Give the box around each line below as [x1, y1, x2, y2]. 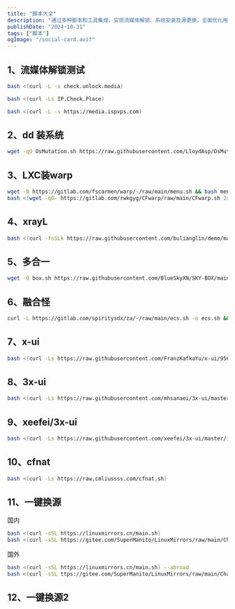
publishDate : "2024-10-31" [7, 23, 86, 30]
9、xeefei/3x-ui [7, 416, 78, 428]
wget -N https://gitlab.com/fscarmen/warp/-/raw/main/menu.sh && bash [7, 188, 218, 196]
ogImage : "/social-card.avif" [7, 36, 96, 43]
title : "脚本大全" [7, 10, 57, 17]
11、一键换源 [7, 496, 62, 508]
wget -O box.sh [7, 275, 52, 282]
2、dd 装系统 [7, 129, 64, 141]
